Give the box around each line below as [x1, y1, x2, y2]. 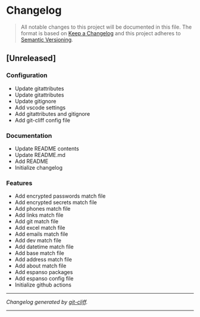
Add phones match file [14, 205, 71, 213]
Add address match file [14, 256, 73, 263]
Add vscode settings [14, 104, 66, 111]
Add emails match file [14, 230, 68, 238]
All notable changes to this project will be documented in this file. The [20, 23, 192, 30]
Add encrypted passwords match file [14, 192, 106, 200]
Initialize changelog [14, 164, 62, 171]
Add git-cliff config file [14, 116, 70, 124]
